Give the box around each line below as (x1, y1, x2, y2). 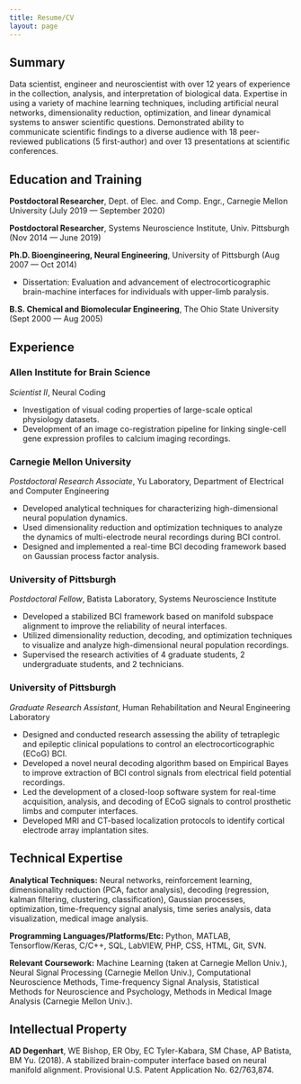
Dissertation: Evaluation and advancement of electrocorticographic (22, 276, 271, 288)
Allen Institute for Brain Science (9, 366, 151, 379)
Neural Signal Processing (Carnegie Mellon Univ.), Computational (9, 967, 252, 978)
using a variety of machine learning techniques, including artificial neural (9, 98, 279, 109)
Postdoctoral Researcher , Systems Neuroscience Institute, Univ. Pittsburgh (9, 222, 290, 234)
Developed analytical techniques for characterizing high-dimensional (22, 503, 279, 514)
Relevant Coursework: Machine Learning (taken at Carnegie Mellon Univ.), (9, 957, 288, 968)
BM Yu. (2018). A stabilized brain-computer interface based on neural (9, 1055, 267, 1066)
